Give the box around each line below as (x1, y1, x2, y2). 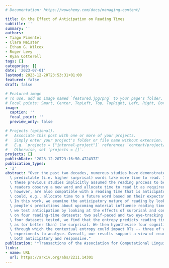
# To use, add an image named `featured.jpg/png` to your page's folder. (5, 96, 163, 101)
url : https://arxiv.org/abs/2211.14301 (10, 255, 94, 260)
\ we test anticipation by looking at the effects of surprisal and (10, 208, 156, 213)
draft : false (5, 82, 33, 87)
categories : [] (5, 63, 37, 69)
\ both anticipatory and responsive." (10, 236, 92, 241)
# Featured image (5, 91, 42, 96)
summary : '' (5, 26, 30, 31)
